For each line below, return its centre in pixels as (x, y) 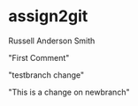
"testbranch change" (46, 75)
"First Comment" (39, 57)
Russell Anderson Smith (52, 41)
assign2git (48, 16)
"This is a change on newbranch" (69, 92)
